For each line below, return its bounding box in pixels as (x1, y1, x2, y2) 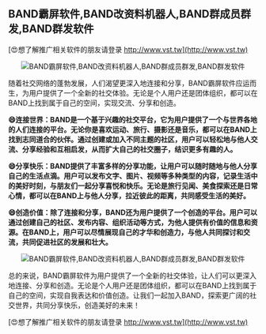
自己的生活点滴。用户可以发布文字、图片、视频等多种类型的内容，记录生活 (8, 171, 251, 180)
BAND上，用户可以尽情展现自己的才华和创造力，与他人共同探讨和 (28, 227, 244, 237)
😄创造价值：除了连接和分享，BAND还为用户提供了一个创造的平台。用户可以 (8, 208, 258, 217)
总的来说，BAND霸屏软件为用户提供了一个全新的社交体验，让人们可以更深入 (8, 271, 257, 280)
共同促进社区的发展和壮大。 (21, 237, 112, 246)
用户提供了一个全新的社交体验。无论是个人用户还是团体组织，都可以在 (28, 88, 258, 97)
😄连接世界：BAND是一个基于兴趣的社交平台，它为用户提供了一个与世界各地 (8, 114, 258, 124)
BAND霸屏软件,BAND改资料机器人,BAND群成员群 (8, 7, 252, 21)
